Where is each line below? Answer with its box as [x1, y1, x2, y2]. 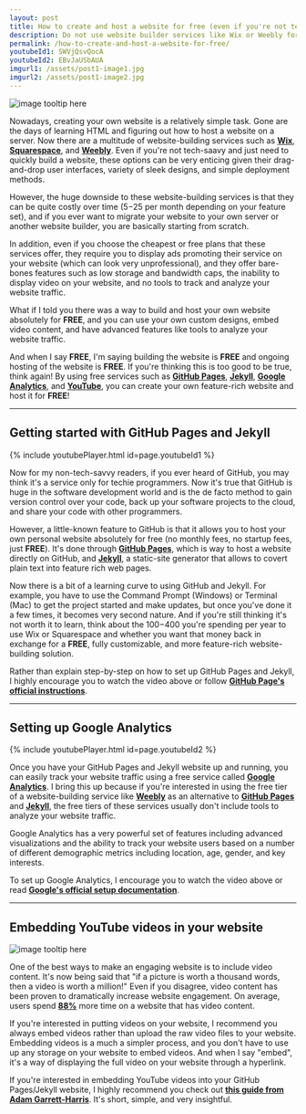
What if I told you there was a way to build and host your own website [9, 304, 270, 315]
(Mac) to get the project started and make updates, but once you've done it [9, 599, 292, 610]
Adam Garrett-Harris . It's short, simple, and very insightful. [9, 1094, 232, 1105]
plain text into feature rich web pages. [9, 562, 152, 573]
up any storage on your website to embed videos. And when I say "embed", [9, 1047, 293, 1058]
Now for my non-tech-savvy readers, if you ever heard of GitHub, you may [9, 467, 290, 478]
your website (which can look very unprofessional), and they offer [9, 257, 257, 268]
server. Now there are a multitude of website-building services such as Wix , [9, 134, 295, 146]
